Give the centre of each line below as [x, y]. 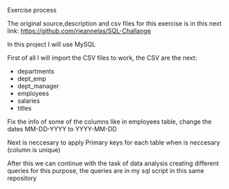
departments [35, 71]
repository [22, 178]
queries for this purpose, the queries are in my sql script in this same [106, 171]
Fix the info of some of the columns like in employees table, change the [110, 122]
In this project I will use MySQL [52, 44]
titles [24, 108]
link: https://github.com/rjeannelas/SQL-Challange [79, 31]
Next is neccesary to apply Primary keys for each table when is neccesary [114, 142]
